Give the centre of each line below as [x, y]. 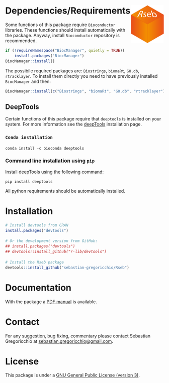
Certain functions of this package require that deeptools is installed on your [83, 119]
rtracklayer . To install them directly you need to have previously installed [81, 76]
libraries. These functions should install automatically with [65, 30]
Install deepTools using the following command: [55, 172]
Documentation [38, 287]
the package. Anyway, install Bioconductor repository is [62, 35]
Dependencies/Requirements [68, 11]
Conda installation [29, 138]
